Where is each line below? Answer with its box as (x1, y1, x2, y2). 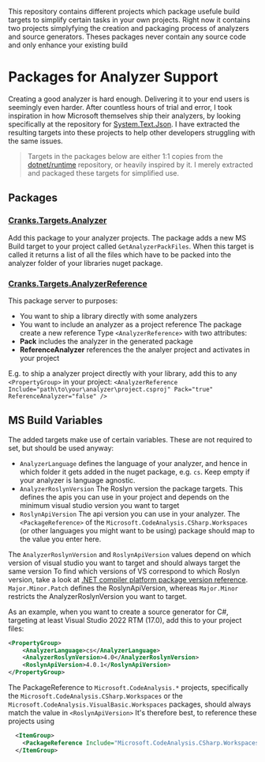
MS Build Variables (8, 414, 103, 427)
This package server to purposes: (8, 296, 118, 305)
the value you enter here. (19, 534, 102, 544)
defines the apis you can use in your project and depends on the (19, 492, 230, 502)
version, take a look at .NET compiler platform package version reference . (8, 574, 248, 584)
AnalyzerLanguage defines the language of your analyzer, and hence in (19, 458, 248, 468)
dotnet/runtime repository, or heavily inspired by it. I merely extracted (27, 160, 254, 169)
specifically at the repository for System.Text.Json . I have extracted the (8, 119, 241, 129)
